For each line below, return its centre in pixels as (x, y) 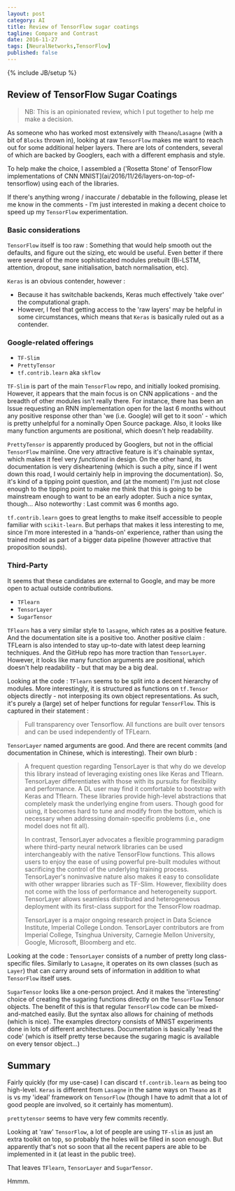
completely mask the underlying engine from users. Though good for (124, 803)
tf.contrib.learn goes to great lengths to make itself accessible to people (115, 517)
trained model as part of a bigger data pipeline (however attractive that (109, 540)
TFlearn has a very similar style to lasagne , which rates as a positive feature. (117, 630)
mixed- (208, 1006)
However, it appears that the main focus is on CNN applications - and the (113, 393)
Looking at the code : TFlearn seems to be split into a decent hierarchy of (113, 681)
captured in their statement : (48, 711)
